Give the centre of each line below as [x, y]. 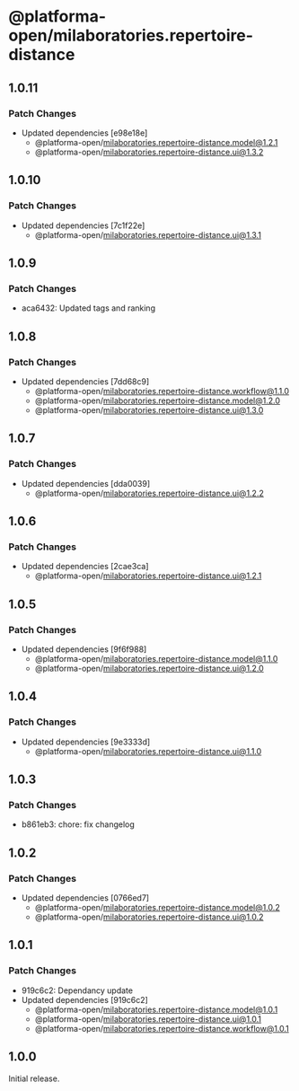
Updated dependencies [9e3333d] [86, 742]
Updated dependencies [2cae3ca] [85, 567]
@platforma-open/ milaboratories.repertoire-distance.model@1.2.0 [157, 400]
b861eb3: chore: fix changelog [78, 824]
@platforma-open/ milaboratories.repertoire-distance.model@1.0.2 [157, 908]
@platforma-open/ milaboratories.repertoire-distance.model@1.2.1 [156, 142]
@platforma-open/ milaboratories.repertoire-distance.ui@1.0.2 [149, 917]
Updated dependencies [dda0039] [86, 483]
